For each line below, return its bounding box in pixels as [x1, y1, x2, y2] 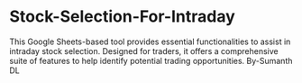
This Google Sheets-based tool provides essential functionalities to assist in [9, 36, 291, 47]
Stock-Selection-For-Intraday [9, 6, 236, 27]
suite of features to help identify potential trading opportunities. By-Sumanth [9, 55, 293, 66]
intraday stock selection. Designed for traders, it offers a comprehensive [9, 45, 279, 56]
